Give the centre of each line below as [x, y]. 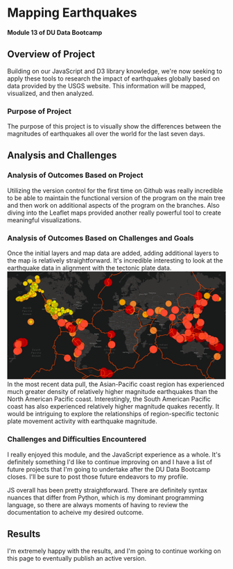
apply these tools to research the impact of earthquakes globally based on [113, 79]
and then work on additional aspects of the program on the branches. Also [113, 205]
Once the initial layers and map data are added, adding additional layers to [113, 253]
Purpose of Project [39, 111]
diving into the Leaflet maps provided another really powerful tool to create [114, 213]
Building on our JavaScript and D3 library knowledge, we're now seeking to [115, 71]
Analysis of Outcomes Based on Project [75, 175]
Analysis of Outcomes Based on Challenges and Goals [101, 238]
